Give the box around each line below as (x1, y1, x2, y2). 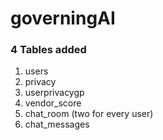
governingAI (10, 7, 116, 30)
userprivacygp (24, 87, 85, 99)
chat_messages (24, 118, 90, 131)
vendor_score (24, 97, 82, 109)
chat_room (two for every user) (24, 108, 154, 120)
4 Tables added (10, 43, 87, 57)
